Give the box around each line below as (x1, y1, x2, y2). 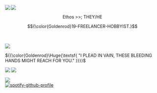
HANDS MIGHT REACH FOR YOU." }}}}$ (5, 58, 86, 63)
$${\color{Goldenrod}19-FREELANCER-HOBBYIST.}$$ (27, 23, 138, 29)
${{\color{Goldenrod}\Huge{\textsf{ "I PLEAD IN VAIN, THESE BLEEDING (5, 52, 152, 58)
